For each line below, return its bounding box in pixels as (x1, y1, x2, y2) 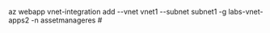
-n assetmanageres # (31, 15, 103, 25)
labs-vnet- (228, 7, 264, 16)
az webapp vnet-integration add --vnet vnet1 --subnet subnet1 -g (8, 7, 227, 16)
